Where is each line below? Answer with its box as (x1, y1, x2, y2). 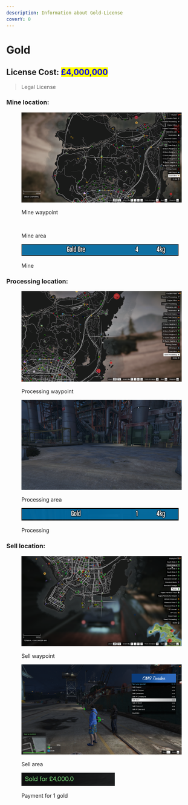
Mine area (21, 232, 47, 239)
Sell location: (6, 542, 46, 551)
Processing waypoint (21, 388, 74, 395)
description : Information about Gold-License (6, 10, 123, 16)
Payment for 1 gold (21, 792, 68, 800)
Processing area (21, 496, 62, 503)
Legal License (21, 83, 56, 90)
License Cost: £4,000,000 (6, 67, 108, 78)
